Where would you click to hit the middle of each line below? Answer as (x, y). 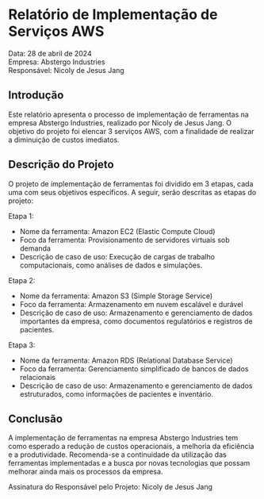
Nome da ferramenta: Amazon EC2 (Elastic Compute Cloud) (117, 231)
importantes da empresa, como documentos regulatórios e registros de (136, 321)
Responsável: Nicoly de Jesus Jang (66, 70)
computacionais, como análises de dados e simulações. (111, 265)
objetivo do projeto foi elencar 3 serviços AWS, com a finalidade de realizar (132, 131)
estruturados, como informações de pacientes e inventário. (117, 393)
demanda (35, 248)
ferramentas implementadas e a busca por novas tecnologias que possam (129, 463)
